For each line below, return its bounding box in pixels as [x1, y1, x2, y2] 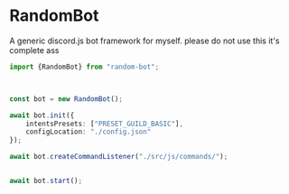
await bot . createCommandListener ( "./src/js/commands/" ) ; [9, 152, 228, 162]
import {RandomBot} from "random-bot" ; [9, 62, 160, 71]
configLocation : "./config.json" [25, 127, 152, 136]
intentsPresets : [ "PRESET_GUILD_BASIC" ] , [25, 119, 183, 128]
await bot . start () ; [9, 177, 83, 186]
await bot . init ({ [9, 110, 75, 120]
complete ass [9, 44, 60, 55]
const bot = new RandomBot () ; [9, 94, 124, 104]
